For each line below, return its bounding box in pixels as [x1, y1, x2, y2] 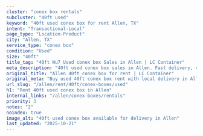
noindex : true [6, 110, 42, 116]
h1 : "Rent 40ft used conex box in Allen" [6, 87, 112, 93]
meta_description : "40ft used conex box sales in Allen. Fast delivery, [6, 64, 193, 71]
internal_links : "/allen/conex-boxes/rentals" [6, 93, 126, 99]
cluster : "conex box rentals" [6, 8, 83, 15]
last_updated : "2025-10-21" [6, 121, 77, 127]
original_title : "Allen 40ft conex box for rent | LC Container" [6, 70, 174, 76]
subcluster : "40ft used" [6, 14, 69, 20]
